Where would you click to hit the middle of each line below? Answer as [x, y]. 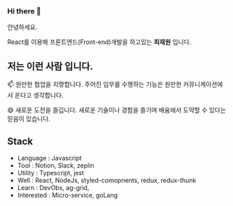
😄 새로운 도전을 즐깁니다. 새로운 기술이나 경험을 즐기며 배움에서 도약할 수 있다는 [116, 110]
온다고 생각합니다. [39, 95]
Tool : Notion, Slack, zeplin [56, 165]
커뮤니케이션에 [203, 84]
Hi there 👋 [24, 11]
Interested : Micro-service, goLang [68, 195]
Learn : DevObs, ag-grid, [53, 187]
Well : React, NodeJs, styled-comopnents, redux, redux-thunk [107, 180]
